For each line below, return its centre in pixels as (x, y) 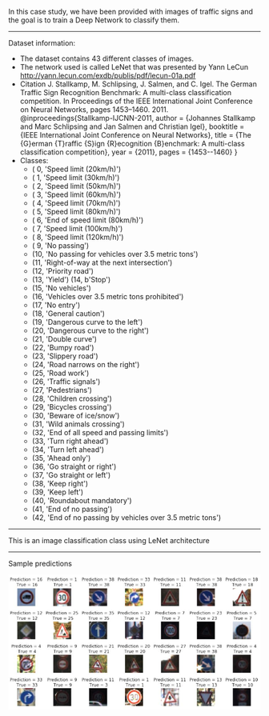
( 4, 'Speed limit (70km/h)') (76, 203)
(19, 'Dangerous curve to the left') (87, 322)
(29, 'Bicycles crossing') (72, 407)
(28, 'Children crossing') (72, 398)
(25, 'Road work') (60, 373)
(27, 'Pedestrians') (62, 390)
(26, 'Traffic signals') (66, 382)
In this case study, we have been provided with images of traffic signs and (131, 12)
